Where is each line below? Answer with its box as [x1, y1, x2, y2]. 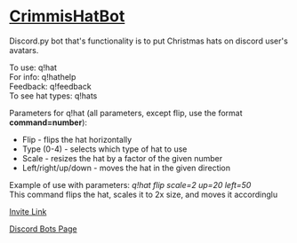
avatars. [9, 44, 39, 55]
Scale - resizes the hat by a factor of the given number [21, 153, 223, 163]
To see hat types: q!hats [9, 90, 98, 101]
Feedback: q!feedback [9, 81, 92, 91]
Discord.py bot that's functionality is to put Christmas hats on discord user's [9, 35, 289, 46]
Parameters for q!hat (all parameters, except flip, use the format [9, 107, 243, 118]
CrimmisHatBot [9, 6, 125, 27]
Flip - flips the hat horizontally [21, 134, 132, 145]
